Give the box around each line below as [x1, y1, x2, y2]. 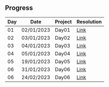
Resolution [77, 18, 102, 25]
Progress [5, 4, 33, 12]
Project [55, 18, 72, 25]
